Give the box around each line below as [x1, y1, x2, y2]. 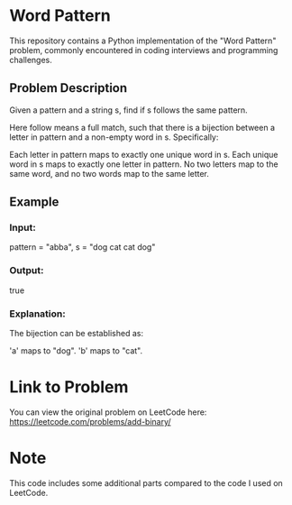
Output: [9, 264, 44, 277]
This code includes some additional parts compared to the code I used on [9, 477, 284, 488]
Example [9, 195, 59, 210]
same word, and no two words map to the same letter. [9, 168, 210, 179]
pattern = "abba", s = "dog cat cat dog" [9, 242, 156, 252]
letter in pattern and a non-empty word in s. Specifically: [9, 132, 219, 142]
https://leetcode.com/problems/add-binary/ [9, 416, 171, 427]
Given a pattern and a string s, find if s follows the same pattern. [9, 105, 248, 115]
